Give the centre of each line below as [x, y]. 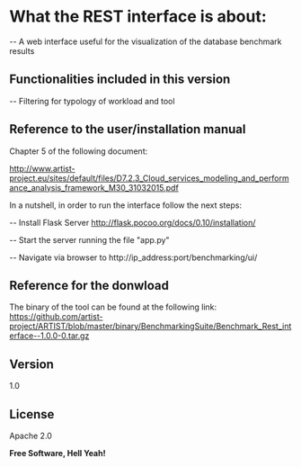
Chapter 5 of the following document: [79, 151]
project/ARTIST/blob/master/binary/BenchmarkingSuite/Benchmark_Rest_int [150, 327]
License [32, 414]
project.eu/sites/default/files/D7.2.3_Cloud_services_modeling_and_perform [149, 178]
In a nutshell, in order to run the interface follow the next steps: [126, 205]
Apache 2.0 [31, 436]
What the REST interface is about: [138, 17]
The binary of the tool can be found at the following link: [113, 307]
